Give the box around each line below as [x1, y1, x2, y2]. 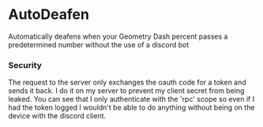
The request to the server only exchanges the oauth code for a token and [8, 77, 246, 88]
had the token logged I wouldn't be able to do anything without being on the [8, 103, 255, 112]
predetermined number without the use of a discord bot [8, 39, 190, 49]
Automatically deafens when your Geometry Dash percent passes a [8, 32, 228, 41]
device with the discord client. [8, 111, 107, 121]
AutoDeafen [8, 6, 89, 24]
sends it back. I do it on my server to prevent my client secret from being [8, 86, 245, 95]
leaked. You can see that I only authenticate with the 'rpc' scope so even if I [8, 95, 255, 104]
